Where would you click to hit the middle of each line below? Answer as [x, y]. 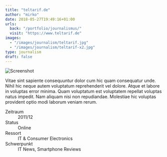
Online [25, 128]
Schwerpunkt [19, 144]
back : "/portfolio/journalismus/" [46, 29]
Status [12, 123]
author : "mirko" [22, 15]
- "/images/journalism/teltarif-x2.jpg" [52, 47]
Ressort [13, 133]
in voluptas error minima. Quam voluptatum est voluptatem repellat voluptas [83, 92]
